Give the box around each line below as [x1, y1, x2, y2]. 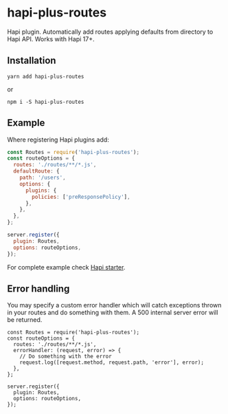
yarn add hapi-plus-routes [7, 73, 84, 80]
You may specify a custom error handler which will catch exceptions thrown [7, 301, 222, 309]
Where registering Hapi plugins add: [7, 135, 110, 144]
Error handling [7, 283, 70, 294]
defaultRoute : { [13, 168, 60, 175]
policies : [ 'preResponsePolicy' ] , [32, 193, 130, 200]
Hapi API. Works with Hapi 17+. [7, 34, 95, 43]
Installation [7, 55, 56, 67]
